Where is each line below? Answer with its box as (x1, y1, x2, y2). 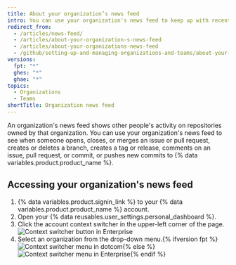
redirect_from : (7, 23, 52, 30)
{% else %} (122, 242, 156, 250)
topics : (7, 82, 30, 89)
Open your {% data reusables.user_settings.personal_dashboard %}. (17, 212, 216, 221)
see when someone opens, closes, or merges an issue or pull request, (7, 136, 211, 144)
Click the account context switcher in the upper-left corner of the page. (17, 219, 225, 228)
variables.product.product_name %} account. (17, 205, 150, 213)
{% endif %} (129, 250, 166, 258)
